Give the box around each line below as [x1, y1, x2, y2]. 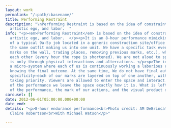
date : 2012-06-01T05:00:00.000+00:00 [5, 97, 85, 102]
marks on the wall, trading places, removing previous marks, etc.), [10, 50, 160, 55]
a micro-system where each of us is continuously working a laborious [10, 64, 163, 69]
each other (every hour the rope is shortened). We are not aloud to [10, 54, 160, 60]
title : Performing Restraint [5, 17, 67, 22]
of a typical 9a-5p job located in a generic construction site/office [10, 40, 165, 46]
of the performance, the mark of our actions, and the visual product [10, 87, 163, 93]
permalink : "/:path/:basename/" [5, 12, 74, 17]
